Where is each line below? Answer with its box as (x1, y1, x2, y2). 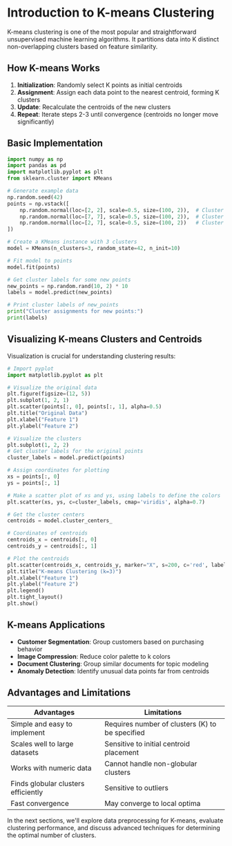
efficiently (10, 787, 43, 797)
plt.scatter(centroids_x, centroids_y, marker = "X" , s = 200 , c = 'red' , (7, 561, 209, 568)
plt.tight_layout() (7, 594, 64, 601)
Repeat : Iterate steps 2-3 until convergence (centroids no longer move (17, 110, 219, 118)
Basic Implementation (7, 137, 104, 149)
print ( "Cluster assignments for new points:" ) (7, 308, 144, 315)
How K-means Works (7, 62, 100, 74)
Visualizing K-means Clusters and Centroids (7, 334, 202, 345)
